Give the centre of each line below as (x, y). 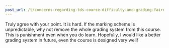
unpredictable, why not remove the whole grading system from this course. (83, 29)
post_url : (16, 10)
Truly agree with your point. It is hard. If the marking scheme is (70, 24)
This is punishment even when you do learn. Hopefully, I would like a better (83, 34)
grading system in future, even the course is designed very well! (72, 40)
